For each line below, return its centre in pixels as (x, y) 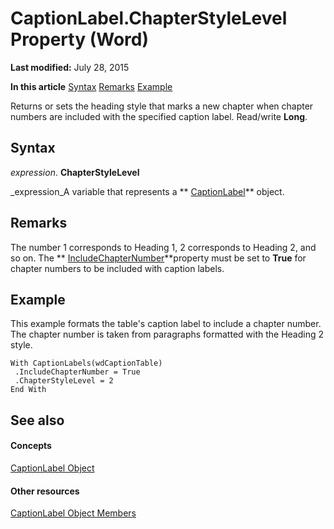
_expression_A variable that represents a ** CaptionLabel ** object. (147, 191)
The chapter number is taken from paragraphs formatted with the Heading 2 (167, 334)
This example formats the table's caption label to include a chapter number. (166, 324)
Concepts (31, 446)
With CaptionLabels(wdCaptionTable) (86, 363)
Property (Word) (79, 39)
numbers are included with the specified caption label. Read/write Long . (159, 116)
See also (37, 420)
